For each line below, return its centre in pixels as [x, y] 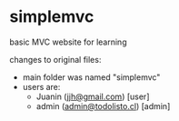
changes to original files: [55, 59]
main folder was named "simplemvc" [91, 77]
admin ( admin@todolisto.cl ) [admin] [103, 106]
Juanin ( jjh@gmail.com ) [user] [93, 96]
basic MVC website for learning [68, 42]
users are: [41, 86]
